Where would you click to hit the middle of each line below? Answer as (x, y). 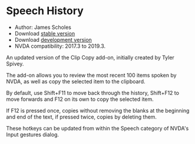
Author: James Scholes (43, 27)
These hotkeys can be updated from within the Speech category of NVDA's (97, 128)
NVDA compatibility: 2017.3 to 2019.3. (60, 46)
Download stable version (45, 33)
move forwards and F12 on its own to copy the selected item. (80, 99)
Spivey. (15, 64)
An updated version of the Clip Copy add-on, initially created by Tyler (90, 57)
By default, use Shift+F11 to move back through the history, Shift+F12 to (93, 93)
